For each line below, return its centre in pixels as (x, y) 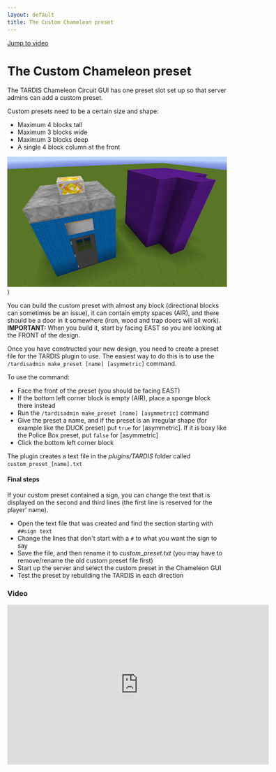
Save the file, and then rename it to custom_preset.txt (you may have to (120, 553)
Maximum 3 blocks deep (53, 140)
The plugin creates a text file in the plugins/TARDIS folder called (99, 456)
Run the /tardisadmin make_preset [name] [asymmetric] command (113, 413)
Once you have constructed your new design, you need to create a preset (113, 349)
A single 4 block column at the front (69, 147)
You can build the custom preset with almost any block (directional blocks (113, 305)
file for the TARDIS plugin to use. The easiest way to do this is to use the (111, 356)
